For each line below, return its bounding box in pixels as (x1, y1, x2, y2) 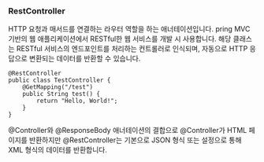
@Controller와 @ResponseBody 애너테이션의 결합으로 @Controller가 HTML (8, 126, 247, 135)
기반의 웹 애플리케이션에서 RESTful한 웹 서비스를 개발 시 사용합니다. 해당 (8, 34, 232, 44)
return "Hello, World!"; (36, 97, 118, 105)
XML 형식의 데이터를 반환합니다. (8, 145, 108, 155)
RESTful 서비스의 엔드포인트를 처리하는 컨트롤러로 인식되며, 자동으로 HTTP (16, 44, 248, 53)
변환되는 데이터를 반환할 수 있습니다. (28, 53, 141, 64)
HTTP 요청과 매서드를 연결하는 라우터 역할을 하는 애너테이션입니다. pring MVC (8, 24, 251, 34)
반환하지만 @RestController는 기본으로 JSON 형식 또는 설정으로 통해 (28, 135, 242, 145)
